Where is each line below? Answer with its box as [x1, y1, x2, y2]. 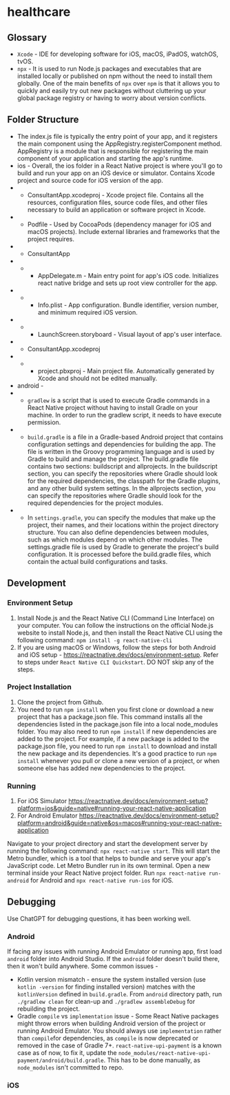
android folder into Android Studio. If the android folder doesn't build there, [7, 955, 220, 963]
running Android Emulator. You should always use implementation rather [17, 1027, 222, 1035]
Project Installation [7, 682, 72, 692]
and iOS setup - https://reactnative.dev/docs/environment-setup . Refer [17, 650, 219, 659]
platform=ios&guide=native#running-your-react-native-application [17, 805, 207, 813]
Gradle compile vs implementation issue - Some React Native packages [17, 1012, 219, 1020]
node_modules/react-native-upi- [118, 1050, 211, 1057]
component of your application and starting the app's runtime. [17, 154, 194, 162]
